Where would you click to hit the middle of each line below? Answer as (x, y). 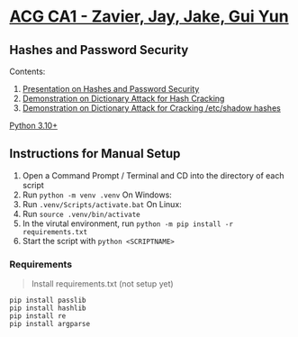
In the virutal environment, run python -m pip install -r (128, 223)
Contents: (27, 71)
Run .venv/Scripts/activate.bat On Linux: (102, 204)
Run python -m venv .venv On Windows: (97, 195)
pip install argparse (50, 324)
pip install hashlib (48, 308)
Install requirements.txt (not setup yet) (102, 284)
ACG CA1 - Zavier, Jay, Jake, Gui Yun (149, 17)
